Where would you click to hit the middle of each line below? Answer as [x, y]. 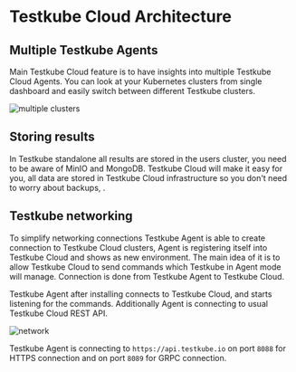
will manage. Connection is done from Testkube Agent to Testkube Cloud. [147, 276]
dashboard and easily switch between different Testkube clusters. [133, 91]
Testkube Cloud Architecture [121, 17]
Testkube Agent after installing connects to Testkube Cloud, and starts [141, 294]
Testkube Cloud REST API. [59, 313]
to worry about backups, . [57, 187]
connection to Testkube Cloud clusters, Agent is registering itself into [138, 247]
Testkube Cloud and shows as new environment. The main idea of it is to [145, 257]
